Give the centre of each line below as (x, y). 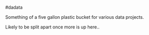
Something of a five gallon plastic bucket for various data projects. (75, 17)
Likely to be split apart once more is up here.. (52, 27)
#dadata (14, 7)
